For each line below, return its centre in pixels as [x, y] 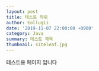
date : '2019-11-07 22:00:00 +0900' [50, 28]
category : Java [25, 34]
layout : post [22, 12]
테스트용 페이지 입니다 [32, 62]
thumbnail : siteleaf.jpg [37, 45]
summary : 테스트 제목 [30, 39]
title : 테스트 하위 [27, 17]
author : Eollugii [28, 22]
